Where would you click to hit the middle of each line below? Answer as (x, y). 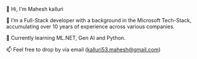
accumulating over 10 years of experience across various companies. (91, 27)
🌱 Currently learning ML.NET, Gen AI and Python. (66, 38)
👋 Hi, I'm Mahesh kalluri (35, 9)
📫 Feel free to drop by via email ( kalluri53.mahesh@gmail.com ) (83, 49)
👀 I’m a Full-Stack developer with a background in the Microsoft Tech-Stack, (99, 20)
